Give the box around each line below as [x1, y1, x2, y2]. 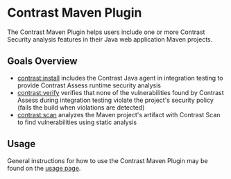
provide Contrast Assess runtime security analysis [17, 81, 162, 89]
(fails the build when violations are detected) [17, 103, 145, 112]
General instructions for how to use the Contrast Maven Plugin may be [7, 156, 208, 164]
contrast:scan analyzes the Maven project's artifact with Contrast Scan [17, 110, 221, 119]
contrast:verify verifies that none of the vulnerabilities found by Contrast [17, 88, 224, 96]
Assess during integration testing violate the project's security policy [17, 96, 214, 104]
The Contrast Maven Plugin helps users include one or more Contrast [7, 28, 205, 36]
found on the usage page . [7, 164, 81, 172]
